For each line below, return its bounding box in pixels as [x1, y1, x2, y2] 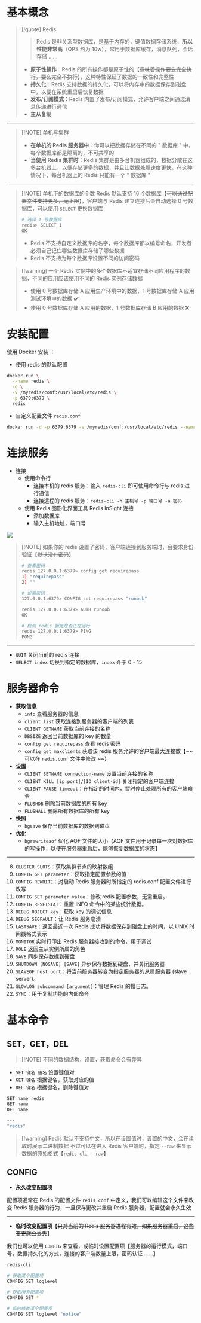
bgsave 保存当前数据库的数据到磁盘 [24, 822, 110, 830]
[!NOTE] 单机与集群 [21, 129, 69, 136]
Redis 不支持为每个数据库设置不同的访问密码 [30, 254, 140, 261]
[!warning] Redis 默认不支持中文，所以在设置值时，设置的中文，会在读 [21, 1135, 194, 1142]
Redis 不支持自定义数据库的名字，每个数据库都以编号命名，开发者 [30, 239, 192, 246]
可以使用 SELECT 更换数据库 [37, 205, 104, 212]
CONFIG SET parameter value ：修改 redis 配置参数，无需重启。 [15, 893, 169, 900]
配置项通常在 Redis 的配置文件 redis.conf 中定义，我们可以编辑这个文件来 [7, 1197, 189, 1204]
